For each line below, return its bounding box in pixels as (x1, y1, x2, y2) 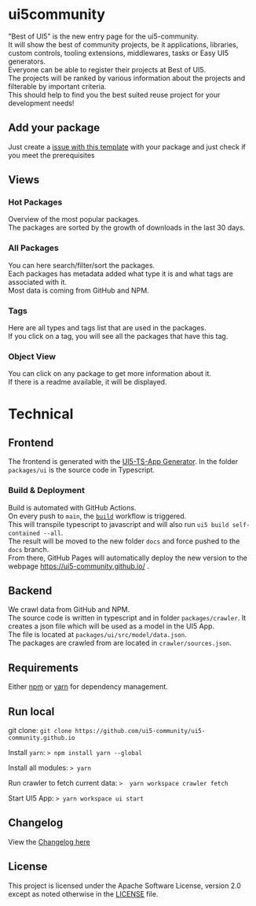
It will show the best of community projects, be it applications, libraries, (8, 39, 239, 49)
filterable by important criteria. (8, 81, 107, 91)
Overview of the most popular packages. (8, 215, 141, 224)
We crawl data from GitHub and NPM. (8, 605, 130, 614)
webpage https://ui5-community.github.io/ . (8, 561, 149, 571)
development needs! (8, 98, 75, 108)
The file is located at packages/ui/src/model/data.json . (8, 630, 187, 639)
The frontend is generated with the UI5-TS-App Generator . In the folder (8, 457, 238, 466)
